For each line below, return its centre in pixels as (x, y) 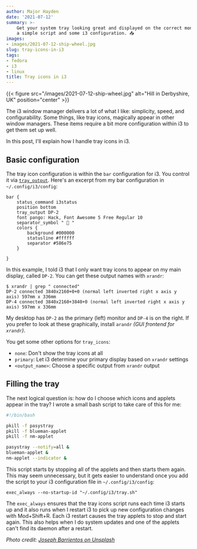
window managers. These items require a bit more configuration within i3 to (97, 124)
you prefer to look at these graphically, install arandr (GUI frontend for (90, 324)
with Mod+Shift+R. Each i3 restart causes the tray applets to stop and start (96, 516)
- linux (16, 72)
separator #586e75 (50, 243)
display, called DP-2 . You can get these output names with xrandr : (85, 276)
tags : (13, 55)
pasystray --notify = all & (38, 447)
